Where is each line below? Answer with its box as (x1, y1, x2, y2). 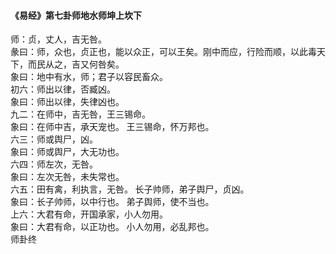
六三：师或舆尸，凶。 (10, 135, 98, 145)
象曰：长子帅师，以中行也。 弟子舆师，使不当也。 (10, 197, 215, 208)
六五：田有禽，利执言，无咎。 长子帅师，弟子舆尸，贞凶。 (10, 185, 250, 195)
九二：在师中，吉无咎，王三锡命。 (10, 110, 151, 120)
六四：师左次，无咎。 (10, 160, 98, 170)
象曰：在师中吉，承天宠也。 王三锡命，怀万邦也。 (10, 122, 215, 133)
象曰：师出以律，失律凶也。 (10, 97, 125, 108)
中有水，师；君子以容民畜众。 (44, 72, 168, 83)
